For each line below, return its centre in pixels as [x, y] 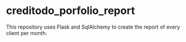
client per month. [27, 33]
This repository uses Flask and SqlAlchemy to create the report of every [93, 27]
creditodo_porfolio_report [70, 11]
